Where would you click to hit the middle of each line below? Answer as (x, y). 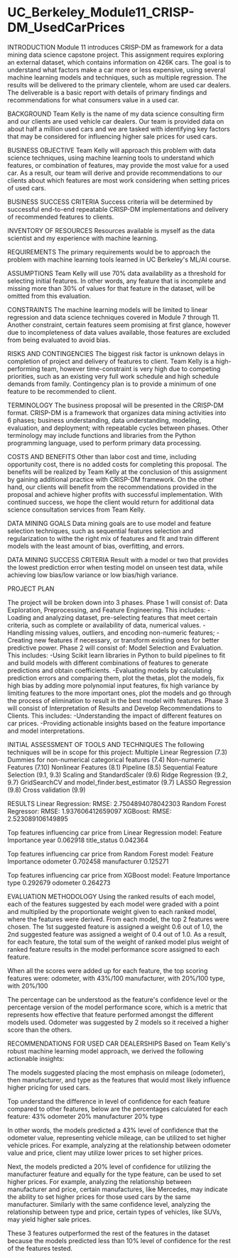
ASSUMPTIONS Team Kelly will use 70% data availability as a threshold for (117, 273)
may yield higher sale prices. (49, 1219)
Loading (20, 617)
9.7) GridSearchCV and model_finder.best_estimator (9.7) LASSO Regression (119, 782)
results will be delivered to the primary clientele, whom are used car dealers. (119, 85)
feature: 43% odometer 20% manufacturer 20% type (85, 1116)
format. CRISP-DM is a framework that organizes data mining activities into (117, 412)
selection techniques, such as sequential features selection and (101, 531)
